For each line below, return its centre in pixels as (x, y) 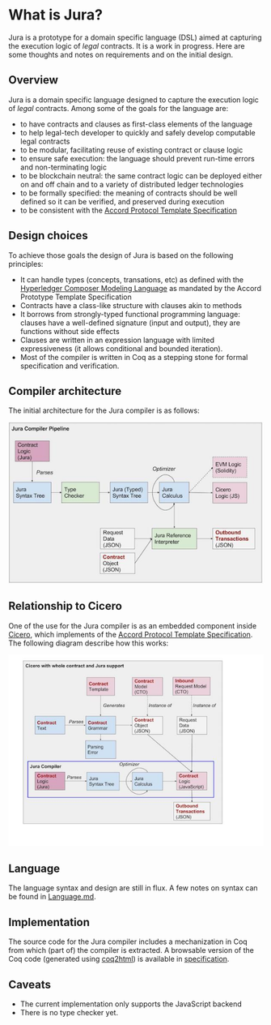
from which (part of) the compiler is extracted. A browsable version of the (131, 950)
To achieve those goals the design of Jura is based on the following (121, 255)
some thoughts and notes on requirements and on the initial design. (121, 54)
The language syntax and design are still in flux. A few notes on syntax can (133, 888)
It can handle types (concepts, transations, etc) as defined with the (132, 279)
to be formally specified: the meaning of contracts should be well (129, 193)
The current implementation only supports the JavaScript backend (131, 1004)
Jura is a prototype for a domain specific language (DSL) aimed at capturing (135, 37)
